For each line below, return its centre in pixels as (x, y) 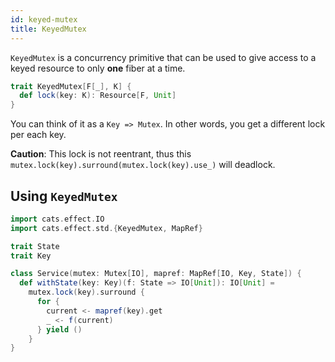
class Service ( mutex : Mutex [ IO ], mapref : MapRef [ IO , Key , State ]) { (156, 274)
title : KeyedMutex (48, 29)
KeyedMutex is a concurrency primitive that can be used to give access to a (163, 57)
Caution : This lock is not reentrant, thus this (101, 154)
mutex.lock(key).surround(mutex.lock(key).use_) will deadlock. (143, 165)
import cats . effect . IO (57, 219)
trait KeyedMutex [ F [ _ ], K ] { (71, 86)
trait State (35, 246)
